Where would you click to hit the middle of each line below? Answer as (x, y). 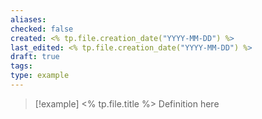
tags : (21, 66)
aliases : (28, 19)
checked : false (42, 29)
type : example (40, 76)
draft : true (35, 57)
